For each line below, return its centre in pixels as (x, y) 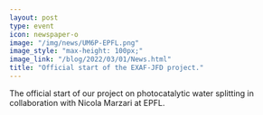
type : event (32, 26)
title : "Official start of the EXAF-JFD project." (107, 68)
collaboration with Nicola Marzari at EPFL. (87, 102)
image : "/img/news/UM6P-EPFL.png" (75, 43)
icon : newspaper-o (44, 34)
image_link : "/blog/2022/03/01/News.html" (90, 59)
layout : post (34, 18)
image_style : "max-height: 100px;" (76, 51)
